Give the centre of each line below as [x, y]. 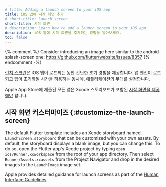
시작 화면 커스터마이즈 [37, 113]
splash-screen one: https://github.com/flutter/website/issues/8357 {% [77, 57]
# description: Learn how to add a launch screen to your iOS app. [77, 28]
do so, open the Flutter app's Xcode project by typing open [65, 148]
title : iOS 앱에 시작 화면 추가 [34, 14]
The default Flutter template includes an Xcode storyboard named [73, 133]
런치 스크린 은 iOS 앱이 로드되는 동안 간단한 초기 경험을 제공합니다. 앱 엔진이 [79, 72]
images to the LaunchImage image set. [43, 164]
